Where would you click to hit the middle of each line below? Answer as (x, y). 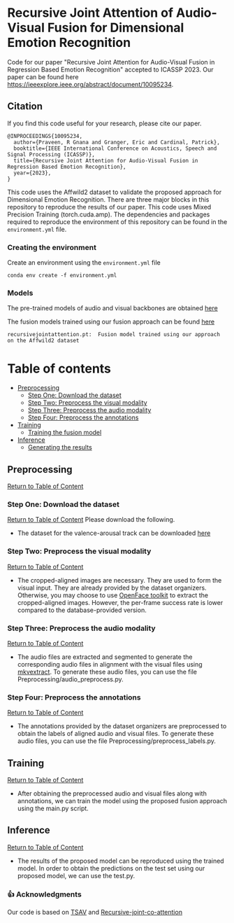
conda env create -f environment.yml (62, 276)
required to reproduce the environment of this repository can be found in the (117, 221)
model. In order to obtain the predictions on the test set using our (111, 868)
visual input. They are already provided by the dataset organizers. (112, 588)
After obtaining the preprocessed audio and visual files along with (112, 793)
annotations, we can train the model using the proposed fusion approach (122, 801)
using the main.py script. (53, 809)
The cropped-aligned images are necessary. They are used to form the (119, 580)
